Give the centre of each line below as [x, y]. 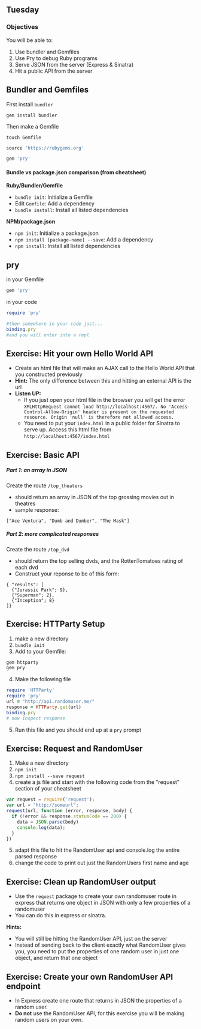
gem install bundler [32, 115]
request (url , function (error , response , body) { [69, 811]
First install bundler [30, 104]
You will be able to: [30, 40]
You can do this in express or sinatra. [60, 915]
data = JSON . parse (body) [48, 822]
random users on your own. [49, 1020]
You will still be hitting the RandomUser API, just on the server [91, 939]
